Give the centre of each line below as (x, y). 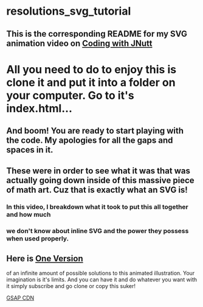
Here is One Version (45, 258)
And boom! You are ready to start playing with (95, 131)
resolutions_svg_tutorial (69, 11)
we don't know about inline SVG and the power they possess (98, 231)
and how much (29, 215)
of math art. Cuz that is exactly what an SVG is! (97, 190)
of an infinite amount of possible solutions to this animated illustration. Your (101, 273)
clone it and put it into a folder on (91, 82)
